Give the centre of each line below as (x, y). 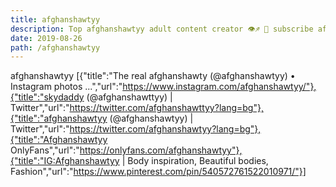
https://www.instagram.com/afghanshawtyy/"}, (219, 87)
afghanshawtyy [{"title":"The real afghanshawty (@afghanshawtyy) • (153, 76)
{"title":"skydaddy (47, 97)
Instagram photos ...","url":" (66, 87)
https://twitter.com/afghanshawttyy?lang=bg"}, (166, 108)
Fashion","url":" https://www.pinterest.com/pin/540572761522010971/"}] (158, 172)
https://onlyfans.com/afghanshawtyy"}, (161, 150)
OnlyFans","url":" (45, 150)
